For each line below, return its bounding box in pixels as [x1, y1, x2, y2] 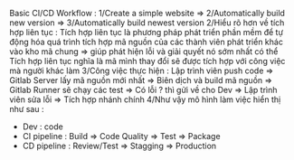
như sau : [9, 104, 44, 114]
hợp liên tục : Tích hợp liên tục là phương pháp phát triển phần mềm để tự [9, 27, 283, 37]
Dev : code [22, 121, 63, 132]
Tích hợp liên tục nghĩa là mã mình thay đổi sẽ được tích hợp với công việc [9, 56, 286, 66]
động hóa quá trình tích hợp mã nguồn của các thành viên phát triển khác [9, 36, 283, 47]
